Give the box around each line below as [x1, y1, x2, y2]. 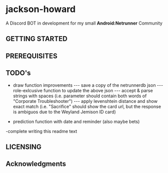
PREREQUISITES [6, 52, 58, 60]
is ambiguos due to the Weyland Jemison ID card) [13, 109, 116, 115]
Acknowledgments [6, 159, 67, 168]
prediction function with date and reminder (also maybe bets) [13, 118, 140, 124]
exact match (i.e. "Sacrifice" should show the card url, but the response [13, 103, 161, 109]
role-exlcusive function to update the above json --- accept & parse [13, 87, 153, 93]
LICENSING [6, 142, 42, 151]
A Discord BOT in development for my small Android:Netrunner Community [6, 20, 162, 26]
